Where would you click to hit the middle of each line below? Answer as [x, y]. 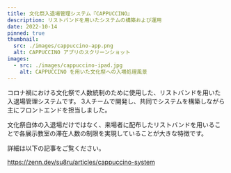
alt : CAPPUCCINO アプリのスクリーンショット [72, 53]
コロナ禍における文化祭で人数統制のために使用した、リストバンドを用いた [114, 92]
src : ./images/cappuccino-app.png [63, 46]
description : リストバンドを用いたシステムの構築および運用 [85, 20]
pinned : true [26, 33]
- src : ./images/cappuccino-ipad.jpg [68, 65]
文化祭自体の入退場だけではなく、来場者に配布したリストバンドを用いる [111, 124]
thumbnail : [23, 40]
